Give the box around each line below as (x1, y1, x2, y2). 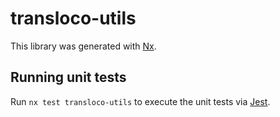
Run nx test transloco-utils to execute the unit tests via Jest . (10, 95, 271, 107)
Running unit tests (10, 69, 127, 86)
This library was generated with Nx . (10, 40, 157, 52)
